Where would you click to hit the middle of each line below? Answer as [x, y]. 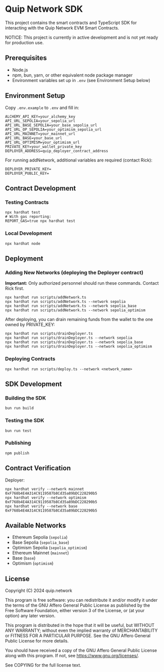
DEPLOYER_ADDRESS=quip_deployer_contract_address [57, 151]
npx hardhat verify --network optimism [46, 497]
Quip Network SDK [44, 9]
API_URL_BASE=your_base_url [34, 138]
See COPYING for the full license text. [43, 665]
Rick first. [15, 289]
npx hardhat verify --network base [41, 506]
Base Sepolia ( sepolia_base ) [41, 542]
